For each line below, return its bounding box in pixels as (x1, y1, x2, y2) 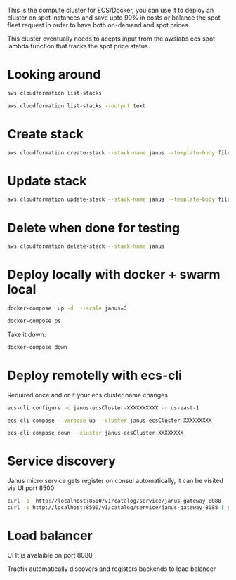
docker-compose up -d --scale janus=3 (7, 305, 128, 312)
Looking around (7, 67, 101, 83)
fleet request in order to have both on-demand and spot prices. (7, 21, 190, 29)
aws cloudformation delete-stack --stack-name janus (7, 243, 165, 250)
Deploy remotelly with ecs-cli (7, 367, 183, 383)
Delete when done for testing (7, 220, 181, 236)
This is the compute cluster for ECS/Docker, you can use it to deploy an (7, 6, 214, 14)
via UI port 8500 (7, 484, 55, 492)
